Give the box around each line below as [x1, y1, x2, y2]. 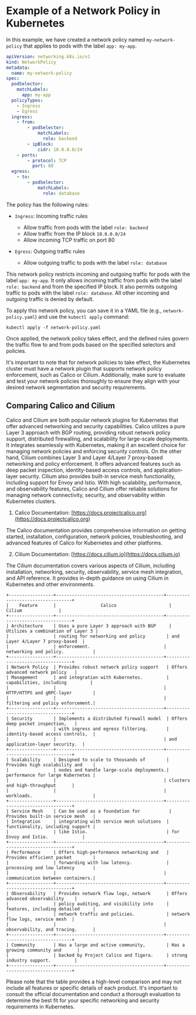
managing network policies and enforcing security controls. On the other [6, 448, 182, 455]
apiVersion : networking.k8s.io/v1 [6, 54, 91, 59]
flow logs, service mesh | [6, 916, 75, 922]
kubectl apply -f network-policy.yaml [6, 325, 101, 330]
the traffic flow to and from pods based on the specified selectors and [6, 341, 176, 348]
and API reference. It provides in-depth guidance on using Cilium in [6, 575, 169, 582]
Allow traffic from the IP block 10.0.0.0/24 [23, 230, 126, 237]
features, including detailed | [6, 906, 96, 912]
